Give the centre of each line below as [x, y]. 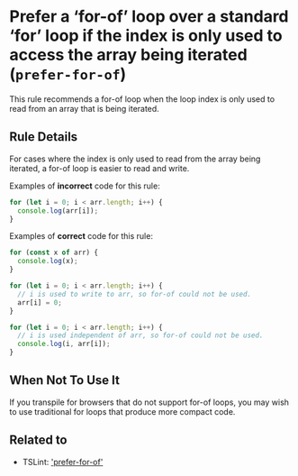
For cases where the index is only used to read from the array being [135, 159]
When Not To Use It [64, 380]
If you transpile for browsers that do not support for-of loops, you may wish [149, 402]
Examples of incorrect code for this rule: [85, 186]
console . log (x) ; [48, 261]
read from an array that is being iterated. [84, 108]
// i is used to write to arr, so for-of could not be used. [135, 294]
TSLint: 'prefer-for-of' [63, 462]
